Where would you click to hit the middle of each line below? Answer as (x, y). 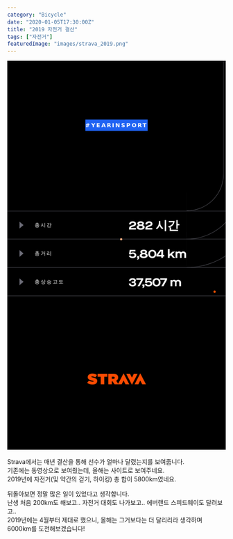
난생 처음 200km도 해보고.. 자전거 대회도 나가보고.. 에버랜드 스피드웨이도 (106, 503)
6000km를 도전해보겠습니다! (46, 529)
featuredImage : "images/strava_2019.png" (68, 44)
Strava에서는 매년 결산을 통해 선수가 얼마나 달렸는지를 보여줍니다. (96, 462)
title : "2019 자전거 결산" (43, 29)
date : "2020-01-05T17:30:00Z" (51, 22)
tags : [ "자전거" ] (30, 37)
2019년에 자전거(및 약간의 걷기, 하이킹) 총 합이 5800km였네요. (92, 479)
